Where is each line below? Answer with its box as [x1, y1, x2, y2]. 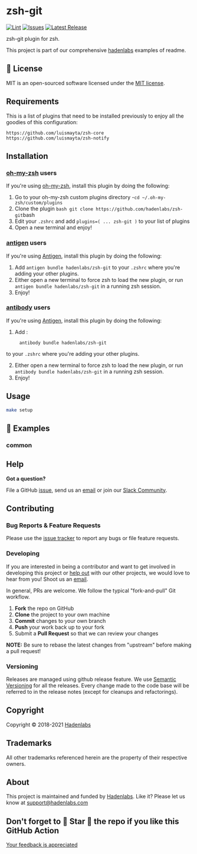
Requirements [6, 96, 59, 107]
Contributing [6, 504, 54, 514]
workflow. [6, 593, 30, 600]
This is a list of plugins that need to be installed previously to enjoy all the [6, 112, 184, 119]
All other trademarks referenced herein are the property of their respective [6, 754, 188, 761]
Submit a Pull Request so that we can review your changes [14, 629, 159, 637]
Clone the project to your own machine [14, 611, 110, 618]
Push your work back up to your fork [14, 624, 104, 631]
